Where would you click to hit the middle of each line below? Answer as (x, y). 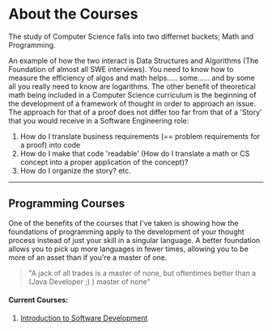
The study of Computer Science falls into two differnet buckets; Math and (131, 36)
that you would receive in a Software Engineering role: (99, 120)
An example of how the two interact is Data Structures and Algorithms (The (134, 61)
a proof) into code (50, 145)
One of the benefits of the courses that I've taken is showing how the (123, 223)
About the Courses (73, 14)
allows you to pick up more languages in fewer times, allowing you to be (128, 249)
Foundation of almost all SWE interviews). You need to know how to (121, 69)
